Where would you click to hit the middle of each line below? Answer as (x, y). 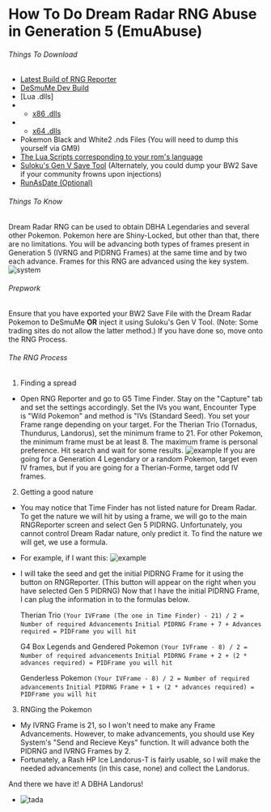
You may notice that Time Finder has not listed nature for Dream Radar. (138, 507)
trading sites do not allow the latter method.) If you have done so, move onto (135, 330)
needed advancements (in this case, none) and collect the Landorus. (134, 768)
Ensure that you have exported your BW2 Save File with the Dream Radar (130, 313)
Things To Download (43, 54)
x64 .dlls (47, 131)
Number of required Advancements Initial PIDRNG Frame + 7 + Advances (141, 625)
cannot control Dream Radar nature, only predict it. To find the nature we (141, 533)
